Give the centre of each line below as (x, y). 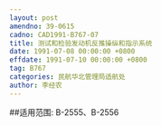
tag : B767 (28, 69)
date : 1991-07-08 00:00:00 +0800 (72, 52)
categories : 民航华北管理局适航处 (67, 77)
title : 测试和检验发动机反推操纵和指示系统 (81, 43)
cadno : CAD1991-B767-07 (54, 34)
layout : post (34, 18)
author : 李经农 (36, 85)
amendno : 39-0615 (42, 26)
